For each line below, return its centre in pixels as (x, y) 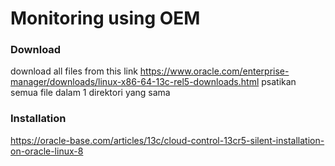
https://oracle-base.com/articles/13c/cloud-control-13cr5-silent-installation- (167, 140)
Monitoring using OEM (105, 18)
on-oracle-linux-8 (47, 151)
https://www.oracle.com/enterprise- (214, 71)
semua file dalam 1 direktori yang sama (90, 93)
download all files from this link (74, 71)
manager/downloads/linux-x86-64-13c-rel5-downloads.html (135, 82)
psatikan (279, 82)
